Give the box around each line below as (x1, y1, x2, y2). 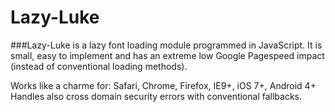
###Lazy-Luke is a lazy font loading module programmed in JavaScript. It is (10, 39, 323, 51)
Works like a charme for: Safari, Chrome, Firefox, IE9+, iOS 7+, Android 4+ (10, 79, 317, 91)
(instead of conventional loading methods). (10, 60, 188, 72)
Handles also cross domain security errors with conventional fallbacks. (10, 90, 303, 102)
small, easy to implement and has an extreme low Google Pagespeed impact (10, 49, 325, 61)
